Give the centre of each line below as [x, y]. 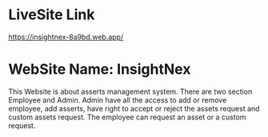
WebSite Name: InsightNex [100, 69]
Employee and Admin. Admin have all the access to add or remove [118, 100]
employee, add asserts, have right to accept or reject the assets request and [134, 108]
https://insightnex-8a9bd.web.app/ [66, 37]
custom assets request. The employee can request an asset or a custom [127, 117]
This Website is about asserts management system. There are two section [130, 91]
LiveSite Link [52, 15]
